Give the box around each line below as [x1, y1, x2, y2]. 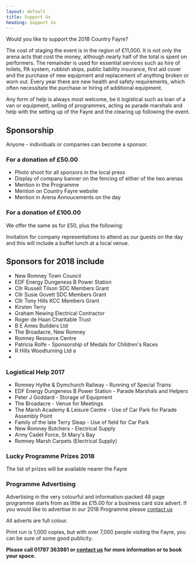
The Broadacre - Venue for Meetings [14, 400, 104, 407]
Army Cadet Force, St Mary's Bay [14, 431, 95, 438]
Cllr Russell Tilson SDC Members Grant [14, 284, 109, 291]
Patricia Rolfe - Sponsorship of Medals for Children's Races [14, 341, 158, 348]
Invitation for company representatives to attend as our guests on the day [6, 233, 183, 240]
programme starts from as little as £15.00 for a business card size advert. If [6, 500, 187, 507]
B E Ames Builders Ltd [14, 322, 68, 329]
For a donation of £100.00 [6, 208, 81, 217]
